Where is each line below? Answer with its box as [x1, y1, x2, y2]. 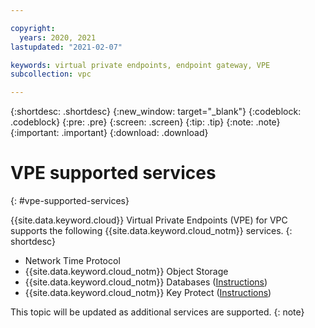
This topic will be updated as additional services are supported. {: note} [10, 306, 305, 318]
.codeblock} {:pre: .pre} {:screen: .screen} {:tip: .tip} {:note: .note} [10, 116, 281, 128]
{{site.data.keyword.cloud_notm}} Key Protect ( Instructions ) [24, 287, 272, 299]
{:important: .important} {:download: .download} [10, 127, 209, 139]
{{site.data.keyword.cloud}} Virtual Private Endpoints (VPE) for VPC [10, 214, 288, 226]
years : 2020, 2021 [19, 32, 97, 43]
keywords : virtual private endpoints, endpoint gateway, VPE [10, 60, 271, 70]
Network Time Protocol [24, 255, 121, 267]
